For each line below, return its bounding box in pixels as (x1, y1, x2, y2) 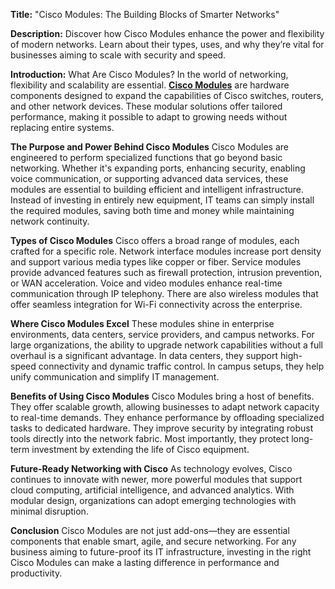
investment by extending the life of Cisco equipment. (31, 444, 250, 455)
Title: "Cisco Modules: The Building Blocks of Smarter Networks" (10, 9, 280, 20)
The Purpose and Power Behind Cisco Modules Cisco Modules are (10, 141, 289, 153)
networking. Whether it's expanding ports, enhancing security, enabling (10, 162, 306, 174)
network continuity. (10, 215, 90, 227)
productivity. (10, 567, 63, 579)
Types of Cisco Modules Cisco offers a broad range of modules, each (10, 235, 300, 246)
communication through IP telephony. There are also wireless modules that (10, 288, 319, 299)
